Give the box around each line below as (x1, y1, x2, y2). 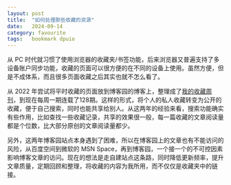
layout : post (7, 10, 45, 17)
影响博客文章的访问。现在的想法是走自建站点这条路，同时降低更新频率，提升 (7, 153, 224, 162)
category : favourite (7, 29, 67, 36)
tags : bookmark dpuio (7, 36, 76, 43)
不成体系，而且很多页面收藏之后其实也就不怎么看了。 (12, 73, 164, 81)
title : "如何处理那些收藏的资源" (7, 17, 95, 23)
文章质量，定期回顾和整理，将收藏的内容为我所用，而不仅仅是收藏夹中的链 (7, 162, 218, 171)
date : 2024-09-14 (7, 23, 63, 30)
